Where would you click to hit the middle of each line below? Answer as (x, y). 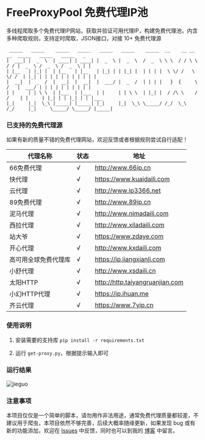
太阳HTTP (24, 283)
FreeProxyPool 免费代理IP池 (77, 13)
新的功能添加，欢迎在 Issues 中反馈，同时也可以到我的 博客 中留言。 (92, 431)
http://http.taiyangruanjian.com (139, 282)
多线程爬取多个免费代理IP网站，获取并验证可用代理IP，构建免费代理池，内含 (102, 31)
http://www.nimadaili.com (132, 213)
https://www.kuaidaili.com (132, 179)
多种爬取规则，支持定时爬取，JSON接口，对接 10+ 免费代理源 (84, 38)
